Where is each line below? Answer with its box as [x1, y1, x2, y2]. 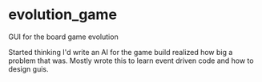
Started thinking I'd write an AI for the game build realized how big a [8, 47, 233, 57]
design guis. [8, 64, 49, 73]
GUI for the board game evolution [8, 32, 119, 41]
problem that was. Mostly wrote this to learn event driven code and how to [8, 56, 254, 65]
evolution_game [8, 6, 118, 24]
